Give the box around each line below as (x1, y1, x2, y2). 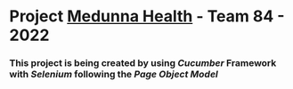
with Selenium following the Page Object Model (9, 69, 218, 81)
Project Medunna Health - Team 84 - (9, 6, 285, 27)
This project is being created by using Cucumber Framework (9, 57, 277, 69)
